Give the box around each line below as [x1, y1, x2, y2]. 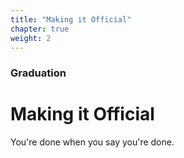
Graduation [10, 66, 67, 80]
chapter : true [10, 24, 70, 34]
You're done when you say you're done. [10, 136, 175, 148]
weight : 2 [10, 33, 52, 43]
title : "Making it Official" [10, 14, 132, 25]
